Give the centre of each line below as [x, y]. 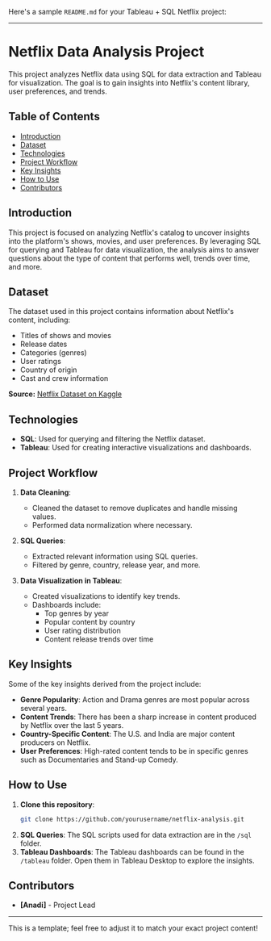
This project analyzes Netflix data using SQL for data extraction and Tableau [135, 74]
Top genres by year [76, 613]
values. [44, 517]
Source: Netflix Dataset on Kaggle [65, 394]
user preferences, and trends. [58, 91]
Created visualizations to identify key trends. [106, 596]
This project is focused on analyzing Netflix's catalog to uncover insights [129, 232]
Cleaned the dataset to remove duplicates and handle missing [135, 508]
